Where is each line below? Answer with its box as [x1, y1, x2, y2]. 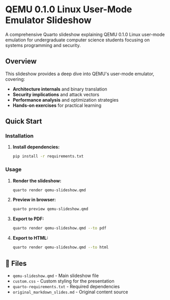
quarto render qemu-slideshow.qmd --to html [12, 245, 109, 250]
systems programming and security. [5, 42, 81, 48]
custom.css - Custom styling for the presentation [12, 278, 115, 284]
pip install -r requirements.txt [12, 154, 84, 159]
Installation [5, 132, 34, 140]
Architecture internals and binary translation [12, 86, 108, 92]
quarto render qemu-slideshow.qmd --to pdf [12, 226, 107, 231]
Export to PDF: [12, 216, 44, 222]
